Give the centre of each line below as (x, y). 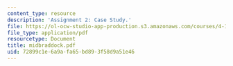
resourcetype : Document (42, 39)
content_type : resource (42, 13)
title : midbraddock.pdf (42, 45)
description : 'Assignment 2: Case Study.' (69, 20)
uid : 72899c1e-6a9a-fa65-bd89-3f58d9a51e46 (71, 52)
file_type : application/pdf (48, 33)
